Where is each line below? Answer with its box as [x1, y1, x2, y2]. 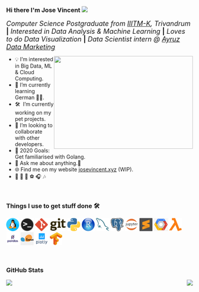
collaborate [14, 128, 43, 135]
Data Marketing [6, 43, 56, 52]
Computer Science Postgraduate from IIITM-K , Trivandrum [6, 20, 191, 28]
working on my [14, 109, 52, 116]
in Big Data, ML [14, 62, 52, 69]
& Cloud [14, 69, 34, 76]
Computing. [14, 75, 44, 82]
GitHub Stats [6, 266, 44, 274]
